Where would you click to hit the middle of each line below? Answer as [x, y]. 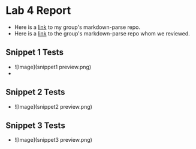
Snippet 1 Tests [35, 53]
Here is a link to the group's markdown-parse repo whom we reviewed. [102, 33]
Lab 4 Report [38, 11]
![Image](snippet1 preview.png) [53, 67]
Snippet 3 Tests [35, 125]
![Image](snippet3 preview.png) [53, 140]
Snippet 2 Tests [35, 92]
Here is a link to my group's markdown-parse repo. [77, 27]
